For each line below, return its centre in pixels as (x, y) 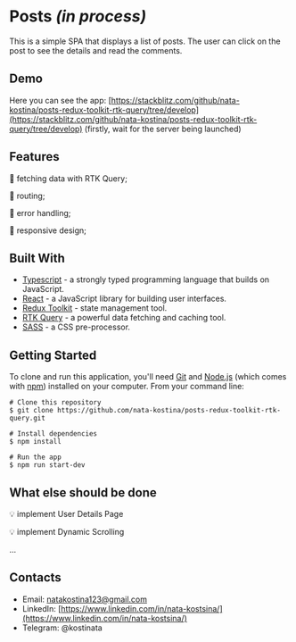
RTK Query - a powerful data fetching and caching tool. (124, 318)
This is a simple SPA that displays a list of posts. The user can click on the (145, 41)
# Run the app (36, 457)
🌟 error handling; (40, 213)
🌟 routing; (27, 196)
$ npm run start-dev (48, 465)
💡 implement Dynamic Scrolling (67, 532)
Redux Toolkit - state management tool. (95, 308)
